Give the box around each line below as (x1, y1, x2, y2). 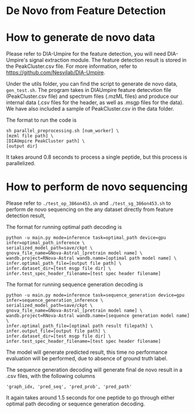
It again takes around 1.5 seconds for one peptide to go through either (6, 394, 175, 401)
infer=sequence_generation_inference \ (6, 298, 104, 303)
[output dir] (6, 144, 38, 149)
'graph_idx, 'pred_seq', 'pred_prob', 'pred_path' (6, 384, 132, 390)
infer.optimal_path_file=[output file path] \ (6, 261, 122, 267)
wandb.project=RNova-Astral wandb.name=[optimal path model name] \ (6, 255, 177, 261)
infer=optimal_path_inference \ (6, 240, 85, 246)
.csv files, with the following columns (6, 373, 95, 380)
